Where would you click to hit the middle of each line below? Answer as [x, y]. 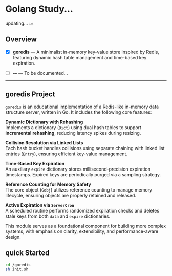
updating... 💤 [19, 23]
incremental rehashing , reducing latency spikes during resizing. [73, 133]
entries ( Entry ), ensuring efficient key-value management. [67, 154]
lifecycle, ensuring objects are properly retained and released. [71, 195]
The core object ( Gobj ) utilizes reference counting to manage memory [79, 189]
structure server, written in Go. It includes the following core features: [79, 112]
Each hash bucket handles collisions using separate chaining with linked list [85, 148]
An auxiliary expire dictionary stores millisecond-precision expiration [78, 169]
